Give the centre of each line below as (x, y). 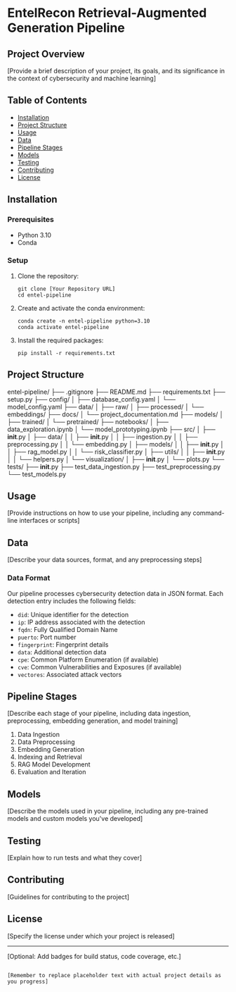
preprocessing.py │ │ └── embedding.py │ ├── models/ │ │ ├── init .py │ (116, 444)
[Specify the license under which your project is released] (91, 936)
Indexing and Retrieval (50, 757)
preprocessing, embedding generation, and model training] (93, 721)
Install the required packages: (60, 340)
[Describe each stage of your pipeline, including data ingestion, (99, 714)
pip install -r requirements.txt (66, 353)
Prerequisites (31, 220)
